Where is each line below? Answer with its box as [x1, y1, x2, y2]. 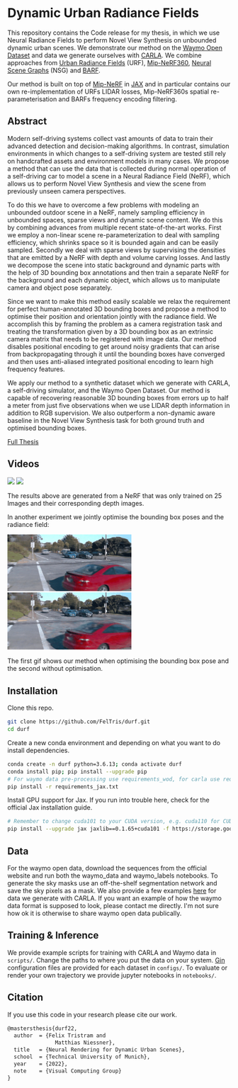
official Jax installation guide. [7, 803, 93, 812]
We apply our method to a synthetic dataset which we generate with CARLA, [7, 378, 230, 387]
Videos [7, 458, 40, 470]
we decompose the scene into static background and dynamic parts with [7, 261, 220, 269]
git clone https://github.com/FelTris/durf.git [7, 718, 151, 725]
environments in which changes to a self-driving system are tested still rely [7, 149, 227, 157]
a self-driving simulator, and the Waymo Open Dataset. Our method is [7, 386, 210, 395]
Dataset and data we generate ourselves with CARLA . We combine [7, 51, 202, 59]
